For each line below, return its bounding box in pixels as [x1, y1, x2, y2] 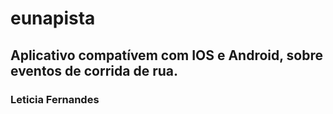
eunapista [10, 7, 96, 30]
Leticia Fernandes [10, 92, 100, 106]
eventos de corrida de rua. [10, 62, 178, 79]
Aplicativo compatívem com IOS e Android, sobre [10, 47, 324, 64]
